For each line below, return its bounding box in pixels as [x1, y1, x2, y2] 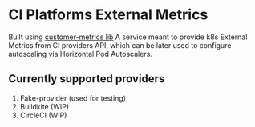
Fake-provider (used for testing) [19, 93, 127, 103]
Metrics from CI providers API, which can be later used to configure [8, 40, 232, 50]
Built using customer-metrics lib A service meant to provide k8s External [8, 32, 248, 42]
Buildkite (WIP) [19, 101, 70, 111]
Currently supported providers [8, 72, 165, 85]
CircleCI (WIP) [19, 110, 67, 120]
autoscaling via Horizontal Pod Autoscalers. [8, 49, 152, 58]
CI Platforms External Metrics [8, 6, 208, 24]
